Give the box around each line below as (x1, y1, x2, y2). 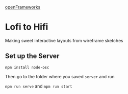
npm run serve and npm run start (5, 83, 73, 89)
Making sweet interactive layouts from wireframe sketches (5, 37, 124, 43)
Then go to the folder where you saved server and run (5, 73, 115, 79)
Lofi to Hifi (5, 22, 48, 32)
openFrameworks (5, 4, 41, 10)
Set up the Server (5, 52, 60, 61)
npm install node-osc (5, 65, 50, 70)
